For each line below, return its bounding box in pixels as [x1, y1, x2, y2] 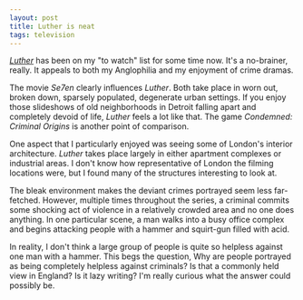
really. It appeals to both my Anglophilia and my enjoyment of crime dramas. [9, 65, 294, 75]
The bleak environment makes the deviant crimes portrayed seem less [9, 185, 272, 196]
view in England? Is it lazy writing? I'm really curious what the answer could [9, 270, 291, 282]
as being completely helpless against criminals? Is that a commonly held [9, 261, 279, 272]
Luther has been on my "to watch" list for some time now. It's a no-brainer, [9, 55, 288, 66]
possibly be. [9, 280, 55, 291]
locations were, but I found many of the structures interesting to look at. [9, 167, 278, 178]
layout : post [9, 13, 59, 23]
